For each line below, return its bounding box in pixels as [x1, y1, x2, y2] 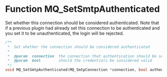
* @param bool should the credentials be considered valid [7, 58, 153, 63]
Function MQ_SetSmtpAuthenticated [5, 3, 160, 15]
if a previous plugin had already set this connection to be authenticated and [5, 25, 160, 31]
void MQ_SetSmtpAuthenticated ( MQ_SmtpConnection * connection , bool [5, 68, 148, 73]
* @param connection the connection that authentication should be [7, 53, 157, 59]
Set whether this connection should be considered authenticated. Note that [5, 20, 160, 26]
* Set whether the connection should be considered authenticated [7, 44, 150, 49]
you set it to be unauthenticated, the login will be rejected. [5, 30, 124, 36]
